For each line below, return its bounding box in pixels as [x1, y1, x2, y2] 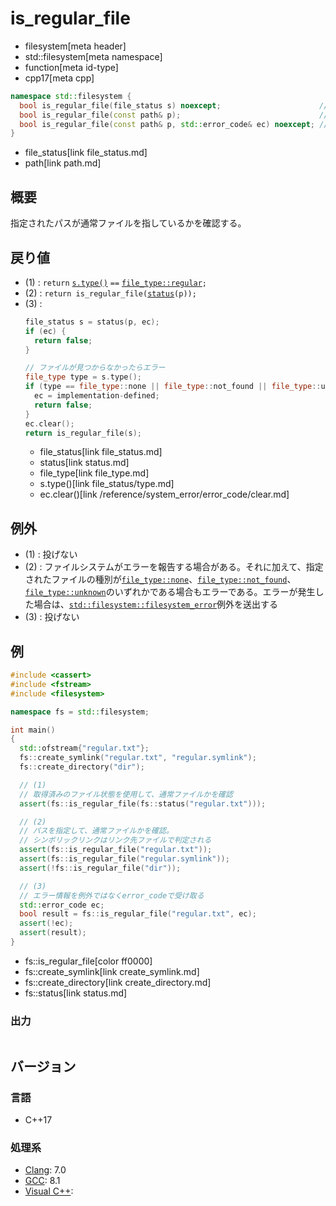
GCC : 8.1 [24, 1175, 61, 1187]
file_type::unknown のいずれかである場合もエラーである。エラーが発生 [24, 586, 316, 598]
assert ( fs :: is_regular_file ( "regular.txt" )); [19, 845, 213, 855]
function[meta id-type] [24, 61, 119, 73]
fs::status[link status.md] [24, 987, 128, 999]
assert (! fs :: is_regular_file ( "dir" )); [19, 863, 182, 873]
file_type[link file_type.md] [39, 467, 150, 479]
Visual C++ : [24, 1185, 74, 1197]
